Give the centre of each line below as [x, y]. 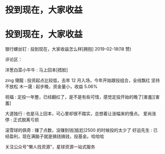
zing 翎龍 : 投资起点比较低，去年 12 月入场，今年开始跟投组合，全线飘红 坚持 [82, 80]
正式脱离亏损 [26, 120]
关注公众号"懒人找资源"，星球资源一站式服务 [50, 147]
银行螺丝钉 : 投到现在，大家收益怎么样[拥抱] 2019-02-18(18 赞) [68, 49]
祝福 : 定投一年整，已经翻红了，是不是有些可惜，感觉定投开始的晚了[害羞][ [80, 97]
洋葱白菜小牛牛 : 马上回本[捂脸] [37, 70]
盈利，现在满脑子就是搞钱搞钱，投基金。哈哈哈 [56, 136]
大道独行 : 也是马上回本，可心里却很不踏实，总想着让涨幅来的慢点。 [74, 114]
